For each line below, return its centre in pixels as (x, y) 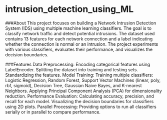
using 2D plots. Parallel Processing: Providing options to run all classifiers (81, 107)
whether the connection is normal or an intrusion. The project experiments (82, 44)
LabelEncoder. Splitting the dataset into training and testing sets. (72, 69)
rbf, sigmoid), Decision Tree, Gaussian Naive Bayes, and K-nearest (73, 85)
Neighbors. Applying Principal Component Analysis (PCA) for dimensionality (84, 91)
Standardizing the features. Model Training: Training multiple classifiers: (79, 75)
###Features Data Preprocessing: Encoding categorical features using (78, 64)
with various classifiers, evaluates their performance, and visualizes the (79, 49)
